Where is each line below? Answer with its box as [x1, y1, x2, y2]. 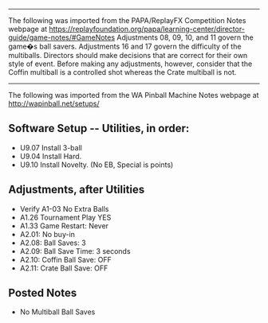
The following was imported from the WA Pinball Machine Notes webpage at [8, 91, 259, 99]
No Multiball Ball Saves [19, 307, 96, 317]
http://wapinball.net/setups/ [8, 99, 100, 108]
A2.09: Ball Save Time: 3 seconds [19, 246, 131, 255]
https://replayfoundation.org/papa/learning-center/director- [49, 25, 246, 33]
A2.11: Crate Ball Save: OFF [19, 263, 108, 273]
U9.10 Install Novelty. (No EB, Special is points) [19, 160, 174, 169]
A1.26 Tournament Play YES [19, 212, 112, 222]
